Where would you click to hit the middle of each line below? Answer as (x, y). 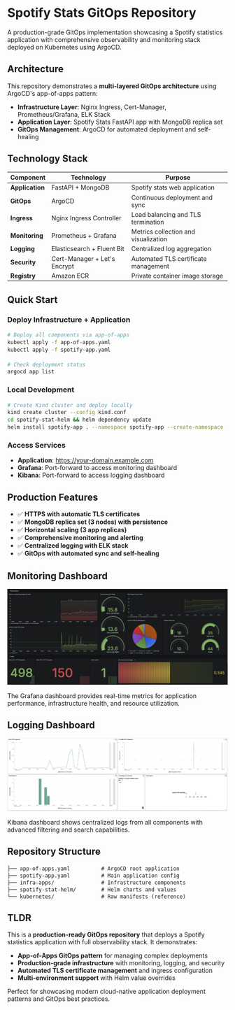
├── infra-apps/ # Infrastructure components (97, 883)
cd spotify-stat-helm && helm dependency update (79, 420)
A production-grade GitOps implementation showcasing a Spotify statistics (115, 32)
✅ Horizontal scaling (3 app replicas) (72, 530)
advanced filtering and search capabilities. (69, 830)
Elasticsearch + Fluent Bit (88, 249)
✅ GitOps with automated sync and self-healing (88, 553)
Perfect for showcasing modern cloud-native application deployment (107, 992)
